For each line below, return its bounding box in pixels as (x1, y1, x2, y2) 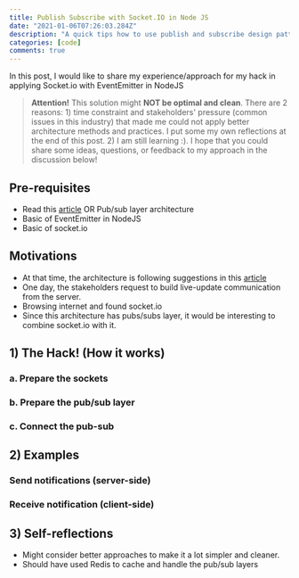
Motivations (9, 249, 77, 264)
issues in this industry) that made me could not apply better (30, 117, 250, 128)
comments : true (9, 46, 66, 55)
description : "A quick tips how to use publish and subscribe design (9, 29, 273, 38)
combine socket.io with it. (21, 319, 117, 330)
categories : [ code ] (9, 37, 82, 47)
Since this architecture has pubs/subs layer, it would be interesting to (21, 310, 276, 321)
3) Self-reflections (9, 525, 114, 541)
